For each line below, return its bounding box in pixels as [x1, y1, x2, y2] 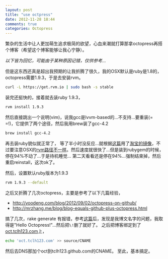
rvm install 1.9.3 [5, 104, 44, 109]
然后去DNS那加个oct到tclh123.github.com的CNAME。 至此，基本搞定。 [5, 248, 153, 254]
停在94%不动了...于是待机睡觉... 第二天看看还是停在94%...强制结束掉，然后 [5, 153, 161, 159]
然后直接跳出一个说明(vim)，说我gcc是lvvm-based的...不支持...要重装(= [5, 114, 153, 120]
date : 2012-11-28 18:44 [5, 17, 55, 22]
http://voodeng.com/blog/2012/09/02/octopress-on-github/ [12, 200, 137, 206]
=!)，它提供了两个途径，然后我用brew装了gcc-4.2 [5, 120, 109, 126]
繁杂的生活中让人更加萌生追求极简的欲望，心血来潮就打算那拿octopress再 [5, 41, 158, 47]
